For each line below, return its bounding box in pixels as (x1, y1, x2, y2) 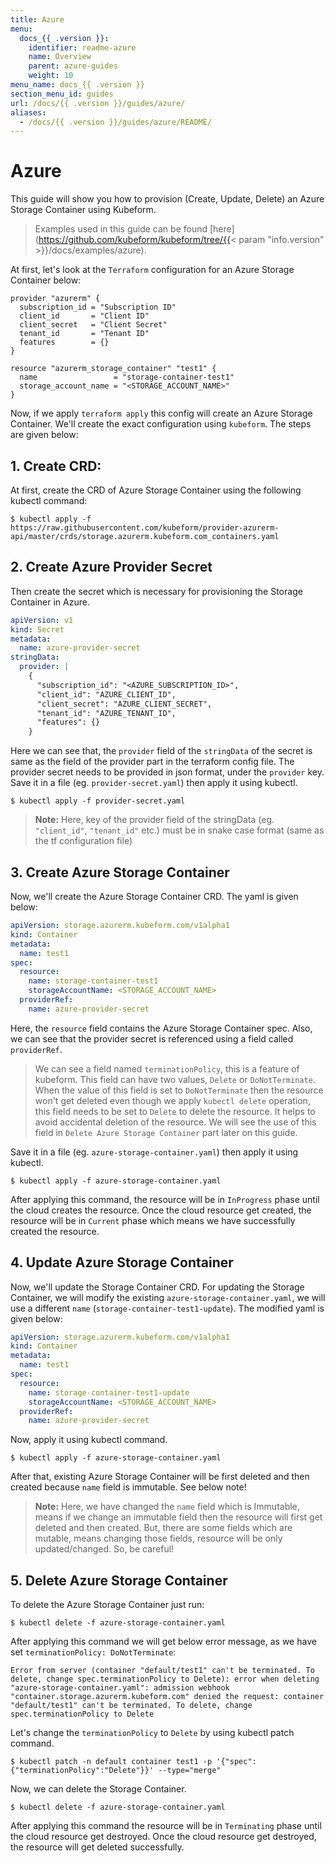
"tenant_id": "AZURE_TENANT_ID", (36, 708, 177, 718)
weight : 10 (28, 71, 74, 81)
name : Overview (28, 52, 92, 62)
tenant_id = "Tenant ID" (19, 329, 150, 339)
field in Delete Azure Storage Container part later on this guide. (34, 1126, 298, 1138)
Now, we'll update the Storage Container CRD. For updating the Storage (10, 1281, 305, 1293)
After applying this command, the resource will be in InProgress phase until (10, 1193, 320, 1205)
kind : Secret (10, 624, 65, 635)
